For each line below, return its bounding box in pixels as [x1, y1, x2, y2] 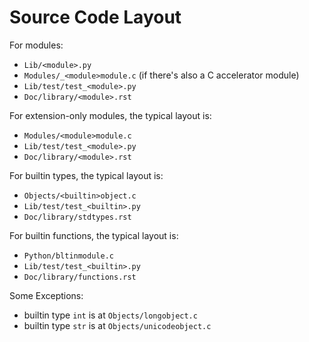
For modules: [9, 39, 64, 51]
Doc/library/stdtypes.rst [23, 212, 132, 222]
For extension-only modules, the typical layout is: [9, 109, 212, 121]
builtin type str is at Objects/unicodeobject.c [23, 319, 212, 331]
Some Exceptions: [9, 289, 84, 301]
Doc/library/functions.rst [23, 272, 137, 282]
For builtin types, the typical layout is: [9, 169, 164, 181]
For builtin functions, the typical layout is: [9, 229, 179, 241]
